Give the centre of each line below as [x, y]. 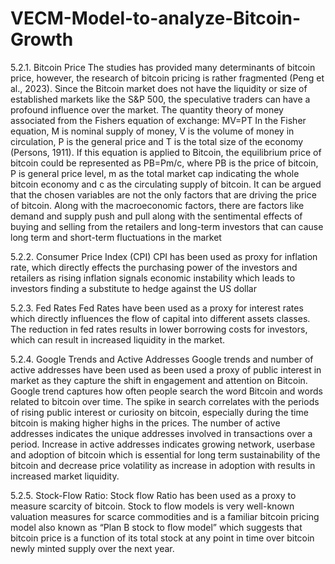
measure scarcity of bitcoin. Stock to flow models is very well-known [152, 506]
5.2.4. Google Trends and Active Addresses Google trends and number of [162, 359]
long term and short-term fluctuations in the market [116, 237]
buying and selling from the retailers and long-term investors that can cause [167, 226]
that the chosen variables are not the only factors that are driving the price [163, 194]
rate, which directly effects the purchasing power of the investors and [154, 267]
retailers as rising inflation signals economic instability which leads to [153, 278]
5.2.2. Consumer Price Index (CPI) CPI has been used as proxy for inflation [164, 256]
